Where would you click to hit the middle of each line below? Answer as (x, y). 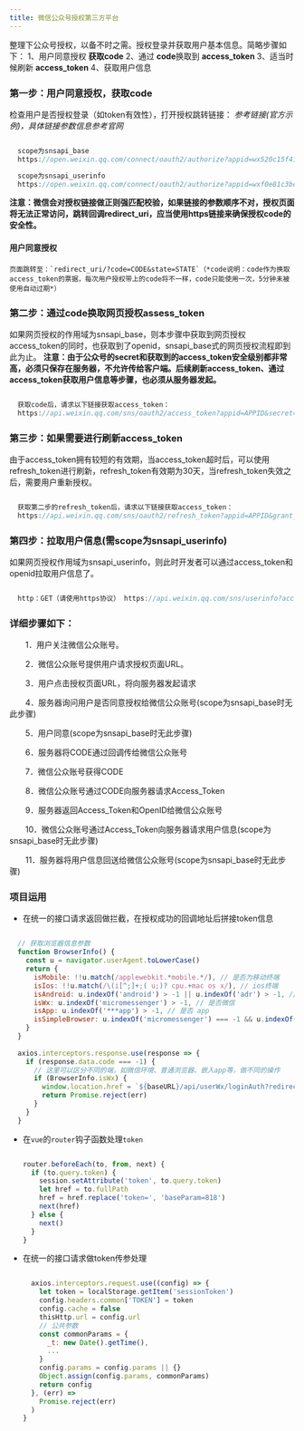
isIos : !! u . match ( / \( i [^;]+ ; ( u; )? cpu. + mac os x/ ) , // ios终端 (156, 986)
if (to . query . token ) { (74, 1173)
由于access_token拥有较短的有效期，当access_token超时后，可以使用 (139, 459)
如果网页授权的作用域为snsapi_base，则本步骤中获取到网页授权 (128, 334)
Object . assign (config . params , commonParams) (124, 1377)
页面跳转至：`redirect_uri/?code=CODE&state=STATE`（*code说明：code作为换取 (150, 269)
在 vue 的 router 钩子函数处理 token (83, 1139)
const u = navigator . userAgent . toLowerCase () (113, 961)
